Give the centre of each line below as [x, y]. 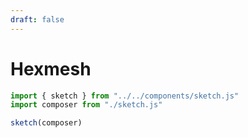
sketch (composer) [46, 123]
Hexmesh [51, 68]
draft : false [37, 19]
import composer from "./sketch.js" [86, 105]
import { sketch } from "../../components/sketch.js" [125, 96]
